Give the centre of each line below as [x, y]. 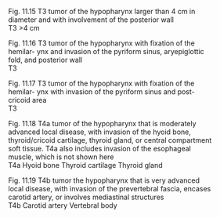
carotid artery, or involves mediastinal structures [86, 197]
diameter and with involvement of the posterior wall [91, 20]
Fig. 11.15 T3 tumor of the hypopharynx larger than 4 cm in [102, 11]
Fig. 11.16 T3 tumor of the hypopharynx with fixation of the [102, 43]
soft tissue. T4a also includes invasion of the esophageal [100, 149]
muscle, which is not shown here [61, 157]
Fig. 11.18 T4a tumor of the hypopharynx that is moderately [103, 124]
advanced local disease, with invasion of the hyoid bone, [100, 132]
